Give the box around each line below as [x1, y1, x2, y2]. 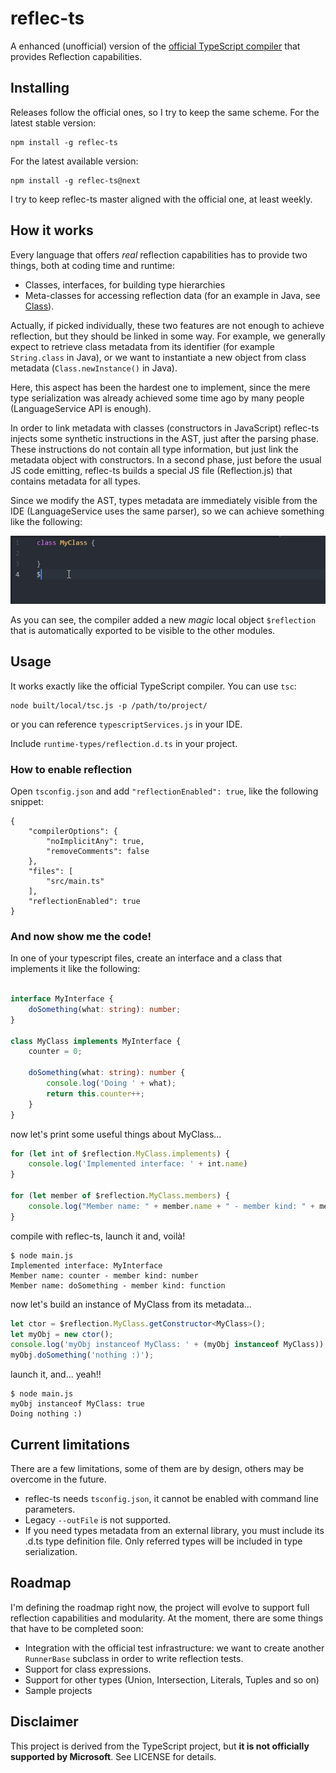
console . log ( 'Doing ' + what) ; [46, 1078, 177, 1089]
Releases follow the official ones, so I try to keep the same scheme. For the [10, 106, 320, 118]
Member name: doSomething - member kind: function [10, 1280, 226, 1291]
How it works [10, 222, 94, 239]
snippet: [10, 795, 44, 807]
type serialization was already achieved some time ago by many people [10, 392, 305, 404]
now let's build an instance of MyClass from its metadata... [10, 1298, 252, 1310]
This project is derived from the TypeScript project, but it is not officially [10, 1740, 310, 1752]
